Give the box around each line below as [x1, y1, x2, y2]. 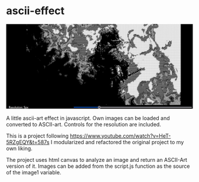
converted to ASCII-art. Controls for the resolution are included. [6, 121, 162, 128]
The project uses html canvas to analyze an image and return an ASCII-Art [6, 156, 188, 163]
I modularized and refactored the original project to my [50, 138, 184, 145]
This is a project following [6, 132, 69, 139]
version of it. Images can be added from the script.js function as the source [6, 162, 190, 170]
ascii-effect [6, 4, 65, 18]
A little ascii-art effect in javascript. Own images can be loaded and [6, 114, 170, 122]
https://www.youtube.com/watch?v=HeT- [70, 132, 171, 139]
